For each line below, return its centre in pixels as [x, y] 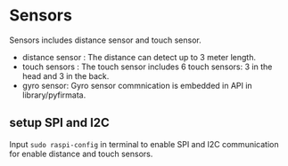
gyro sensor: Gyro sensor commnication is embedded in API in [137, 85]
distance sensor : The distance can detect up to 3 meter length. [139, 57]
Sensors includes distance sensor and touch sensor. [106, 40]
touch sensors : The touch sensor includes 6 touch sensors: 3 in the [147, 67]
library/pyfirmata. [54, 95]
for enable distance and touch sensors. [81, 154]
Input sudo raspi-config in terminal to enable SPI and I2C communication [144, 144]
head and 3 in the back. [66, 75]
